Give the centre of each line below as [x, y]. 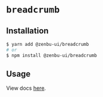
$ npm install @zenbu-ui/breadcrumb [51, 55]
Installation [27, 31]
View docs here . [26, 88]
